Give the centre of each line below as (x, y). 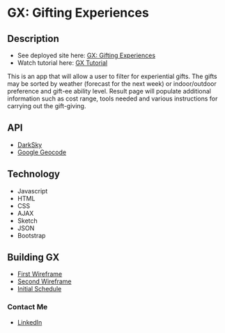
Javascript (32, 191)
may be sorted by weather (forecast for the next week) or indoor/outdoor (112, 84)
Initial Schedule (39, 289)
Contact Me (28, 307)
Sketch (28, 221)
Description (33, 39)
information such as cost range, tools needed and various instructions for (113, 98)
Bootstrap (31, 235)
